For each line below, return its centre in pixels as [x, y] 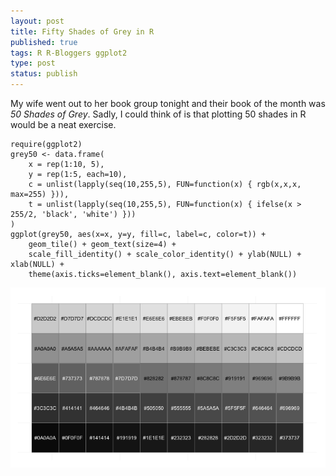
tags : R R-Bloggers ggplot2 [69, 53]
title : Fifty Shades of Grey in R [82, 31]
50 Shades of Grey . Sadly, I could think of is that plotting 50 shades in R [158, 114]
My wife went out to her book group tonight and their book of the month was [168, 103]
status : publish [44, 74]
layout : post [37, 21]
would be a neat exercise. [63, 124]
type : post [33, 63]
